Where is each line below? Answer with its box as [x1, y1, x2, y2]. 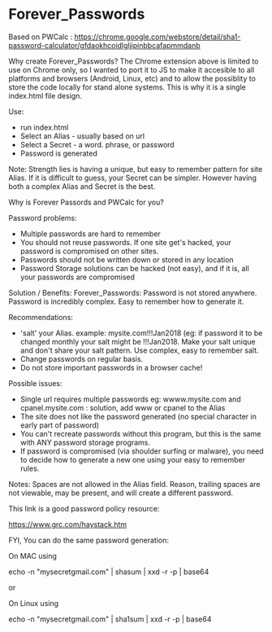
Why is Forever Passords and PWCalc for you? [8, 197, 164, 207]
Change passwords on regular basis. [19, 353, 144, 363]
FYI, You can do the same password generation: [8, 535, 169, 545]
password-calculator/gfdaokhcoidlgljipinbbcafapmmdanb [8, 40, 201, 50]
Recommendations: [8, 312, 73, 322]
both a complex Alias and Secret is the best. [8, 181, 156, 191]
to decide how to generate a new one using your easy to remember [19, 454, 246, 464]
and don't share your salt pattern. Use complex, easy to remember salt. [19, 345, 259, 355]
